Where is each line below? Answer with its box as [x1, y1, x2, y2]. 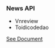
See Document [6, 36, 43, 43]
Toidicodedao [14, 24, 49, 31]
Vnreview [14, 18, 39, 25]
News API [6, 4, 35, 12]
